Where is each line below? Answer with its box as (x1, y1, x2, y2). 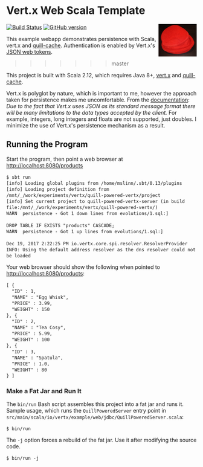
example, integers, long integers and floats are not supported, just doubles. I (6, 115, 197, 123)
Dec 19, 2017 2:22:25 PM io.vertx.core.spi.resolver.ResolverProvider (6, 240, 188, 246)
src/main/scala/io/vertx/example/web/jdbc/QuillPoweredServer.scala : (6, 413, 184, 420)
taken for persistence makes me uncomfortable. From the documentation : (6, 96, 190, 103)
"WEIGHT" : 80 (11, 367, 47, 373)
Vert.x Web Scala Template (6, 4, 146, 18)
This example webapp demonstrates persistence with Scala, (6, 35, 156, 42)
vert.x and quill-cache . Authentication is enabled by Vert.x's (6, 42, 155, 49)
